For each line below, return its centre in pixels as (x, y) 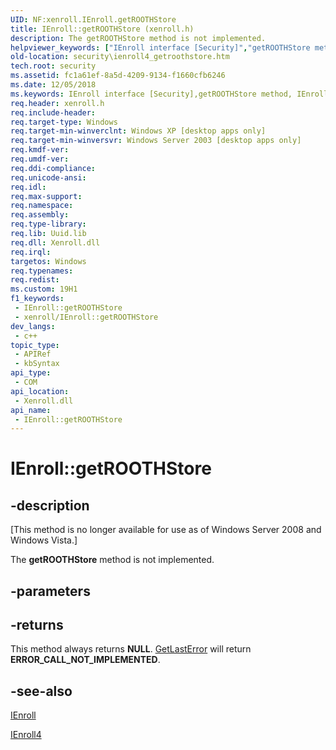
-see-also (41, 691)
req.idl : (28, 187)
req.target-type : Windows (64, 122)
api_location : (40, 391)
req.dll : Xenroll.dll (55, 242)
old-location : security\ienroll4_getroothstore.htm (120, 57)
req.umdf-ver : (40, 159)
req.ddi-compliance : (53, 168)
